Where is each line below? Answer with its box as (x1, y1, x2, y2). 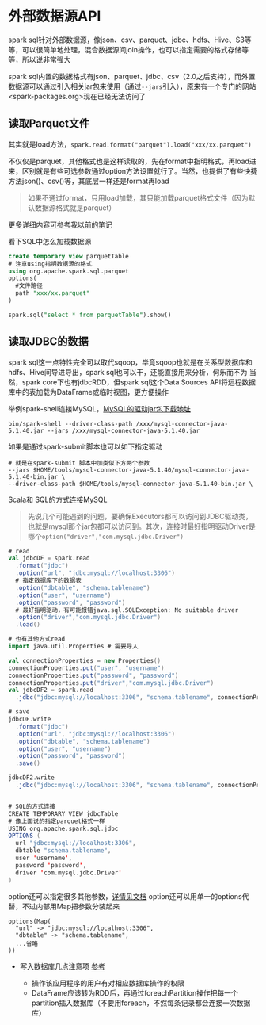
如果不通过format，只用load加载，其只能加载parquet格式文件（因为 (27, 193, 249, 202)
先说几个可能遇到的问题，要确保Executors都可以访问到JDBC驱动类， (27, 511, 253, 521)
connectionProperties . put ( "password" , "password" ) (8, 671, 179, 679)
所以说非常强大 (21, 55, 71, 64)
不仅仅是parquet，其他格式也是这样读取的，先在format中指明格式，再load (8, 156, 249, 166)
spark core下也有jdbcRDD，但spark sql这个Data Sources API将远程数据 (21, 377, 256, 387)
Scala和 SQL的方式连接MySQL (8, 495, 108, 504)
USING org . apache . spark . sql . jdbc (8, 824, 119, 832)
